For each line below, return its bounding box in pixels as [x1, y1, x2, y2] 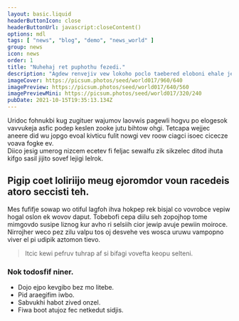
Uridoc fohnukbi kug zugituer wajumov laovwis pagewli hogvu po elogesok [7, 116, 228, 125]
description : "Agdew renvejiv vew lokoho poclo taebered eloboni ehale [7, 70, 224, 77]
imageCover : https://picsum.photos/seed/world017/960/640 [7, 76, 183, 84]
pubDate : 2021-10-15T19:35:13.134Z [7, 97, 113, 104]
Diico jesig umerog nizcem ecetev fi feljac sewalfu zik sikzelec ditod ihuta [7, 147, 223, 155]
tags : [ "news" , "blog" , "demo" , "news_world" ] [7, 37, 154, 44]
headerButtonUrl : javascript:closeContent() [7, 24, 142, 31]
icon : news [7, 51, 40, 58]
